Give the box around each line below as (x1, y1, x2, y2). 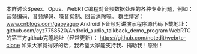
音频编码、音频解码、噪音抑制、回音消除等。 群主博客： (6, 13, 145, 20)
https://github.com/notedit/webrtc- (99, 34, 186, 41)
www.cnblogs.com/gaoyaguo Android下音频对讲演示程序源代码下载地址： (6, 20, 190, 27)
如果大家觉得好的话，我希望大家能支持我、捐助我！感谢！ (21, 41, 164, 49)
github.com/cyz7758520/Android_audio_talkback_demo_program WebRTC (6, 27, 191, 34)
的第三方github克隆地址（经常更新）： (6, 34, 98, 41)
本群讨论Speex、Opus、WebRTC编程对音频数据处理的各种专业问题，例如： (6, 5, 193, 12)
